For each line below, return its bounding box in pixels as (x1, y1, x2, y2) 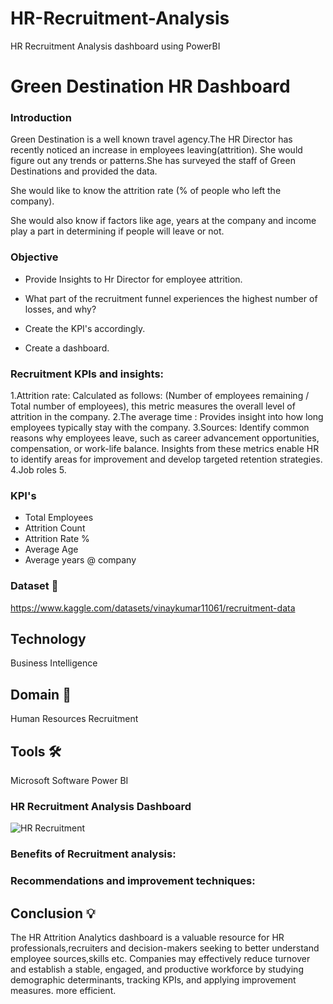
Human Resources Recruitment (10, 713, 139, 725)
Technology (10, 631, 87, 647)
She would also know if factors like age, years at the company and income (10, 215, 317, 227)
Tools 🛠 (10, 743, 62, 760)
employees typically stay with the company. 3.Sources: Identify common (10, 422, 310, 434)
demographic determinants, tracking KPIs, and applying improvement (10, 974, 297, 986)
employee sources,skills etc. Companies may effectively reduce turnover (10, 953, 311, 964)
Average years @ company (24, 554, 137, 566)
